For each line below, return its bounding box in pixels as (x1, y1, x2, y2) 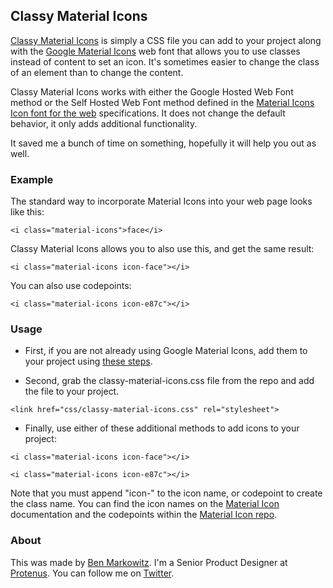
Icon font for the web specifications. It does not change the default (10, 107, 286, 119)
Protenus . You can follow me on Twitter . (10, 567, 175, 579)
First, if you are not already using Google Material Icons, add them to (24, 345, 308, 357)
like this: (10, 206, 45, 218)
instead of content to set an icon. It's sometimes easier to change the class (10, 55, 320, 68)
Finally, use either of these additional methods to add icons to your (24, 422, 300, 434)
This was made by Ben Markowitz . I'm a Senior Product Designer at (10, 556, 288, 568)
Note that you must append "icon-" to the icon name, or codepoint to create (10, 487, 323, 499)
